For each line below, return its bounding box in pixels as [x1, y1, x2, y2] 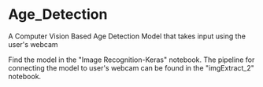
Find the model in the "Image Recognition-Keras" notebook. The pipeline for [8, 55, 255, 64]
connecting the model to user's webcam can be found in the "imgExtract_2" [8, 63, 254, 72]
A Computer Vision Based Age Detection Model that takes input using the [8, 31, 246, 41]
